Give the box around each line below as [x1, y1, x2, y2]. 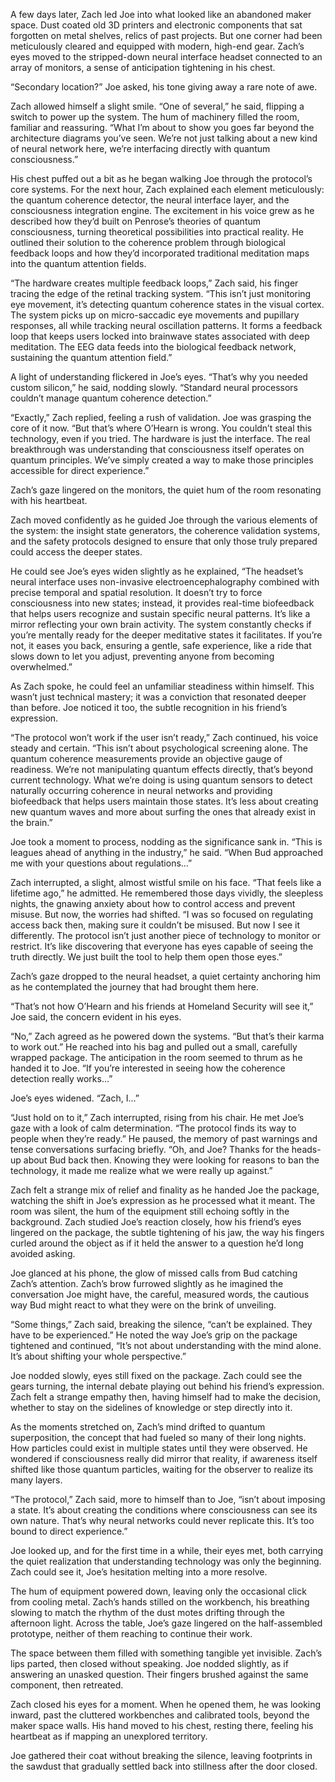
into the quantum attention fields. [10, 258, 147, 269]
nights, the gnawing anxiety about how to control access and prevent [10, 898, 296, 909]
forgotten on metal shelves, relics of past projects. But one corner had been [10, 30, 323, 41]
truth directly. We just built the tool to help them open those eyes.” [10, 951, 283, 963]
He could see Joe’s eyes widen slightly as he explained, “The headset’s [10, 565, 304, 577]
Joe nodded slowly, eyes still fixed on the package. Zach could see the [10, 1370, 303, 1381]
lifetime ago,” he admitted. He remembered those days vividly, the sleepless [10, 887, 324, 899]
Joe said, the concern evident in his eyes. [10, 1011, 182, 1023]
